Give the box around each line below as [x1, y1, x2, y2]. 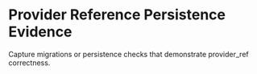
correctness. [8, 58, 51, 68]
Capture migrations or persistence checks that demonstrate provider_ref [8, 49, 249, 59]
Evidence [8, 23, 73, 41]
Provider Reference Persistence [8, 6, 226, 24]
